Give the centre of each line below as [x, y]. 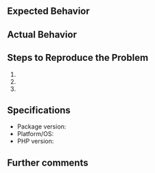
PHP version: [35, 141]
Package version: [41, 127]
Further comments [48, 162]
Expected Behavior [49, 11]
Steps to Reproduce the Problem [78, 58]
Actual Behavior [42, 35]
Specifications [39, 110]
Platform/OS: [35, 134]
